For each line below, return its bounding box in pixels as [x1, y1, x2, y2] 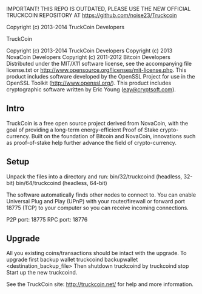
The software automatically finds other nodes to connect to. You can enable [6, 191, 196, 198]
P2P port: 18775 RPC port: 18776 [6, 215, 88, 223]
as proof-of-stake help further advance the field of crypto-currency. [6, 139, 177, 146]
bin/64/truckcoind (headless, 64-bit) [16, 179, 107, 186]
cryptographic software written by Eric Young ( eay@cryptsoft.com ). [6, 86, 176, 93]
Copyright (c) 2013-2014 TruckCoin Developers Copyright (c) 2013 [6, 47, 173, 54]
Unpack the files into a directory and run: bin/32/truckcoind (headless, [6, 173, 183, 180]
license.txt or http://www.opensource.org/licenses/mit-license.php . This [6, 66, 187, 74]
